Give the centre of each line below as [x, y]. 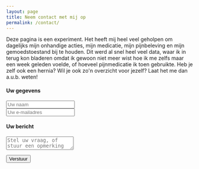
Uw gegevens [23, 90]
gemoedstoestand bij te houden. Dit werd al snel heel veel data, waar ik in [96, 52]
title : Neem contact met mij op [46, 17]
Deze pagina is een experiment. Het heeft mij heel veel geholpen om [89, 40]
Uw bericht [20, 126]
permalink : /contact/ [33, 22]
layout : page [22, 12]
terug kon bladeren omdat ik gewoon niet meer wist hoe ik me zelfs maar [95, 58]
